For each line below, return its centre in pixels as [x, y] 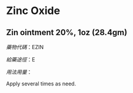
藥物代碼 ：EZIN [25, 47]
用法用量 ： [19, 72]
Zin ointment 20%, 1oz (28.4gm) [67, 32]
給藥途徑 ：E [21, 59]
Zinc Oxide [33, 11]
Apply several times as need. [41, 84]
